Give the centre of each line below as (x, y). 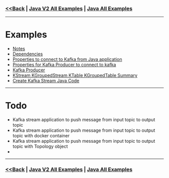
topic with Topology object (40, 146)
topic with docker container (41, 136)
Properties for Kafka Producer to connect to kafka (64, 65)
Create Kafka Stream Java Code (46, 81)
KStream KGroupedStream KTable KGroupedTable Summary (75, 75)
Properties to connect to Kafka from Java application (67, 59)
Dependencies (28, 54)
